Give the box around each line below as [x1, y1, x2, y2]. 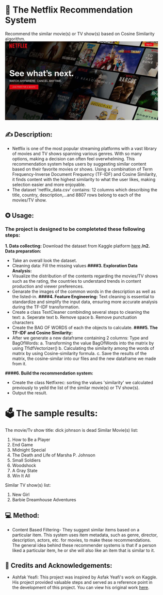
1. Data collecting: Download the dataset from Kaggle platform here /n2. [5, 243, 150, 249]
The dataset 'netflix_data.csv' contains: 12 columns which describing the [12, 187, 158, 193]
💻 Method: [5, 511, 40, 520]
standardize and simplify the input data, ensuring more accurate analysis [12, 299, 158, 305]
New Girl [12, 492, 30, 497]
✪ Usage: [5, 211, 34, 220]
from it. [12, 360, 27, 366]
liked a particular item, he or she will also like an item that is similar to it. [12, 547, 155, 553]
